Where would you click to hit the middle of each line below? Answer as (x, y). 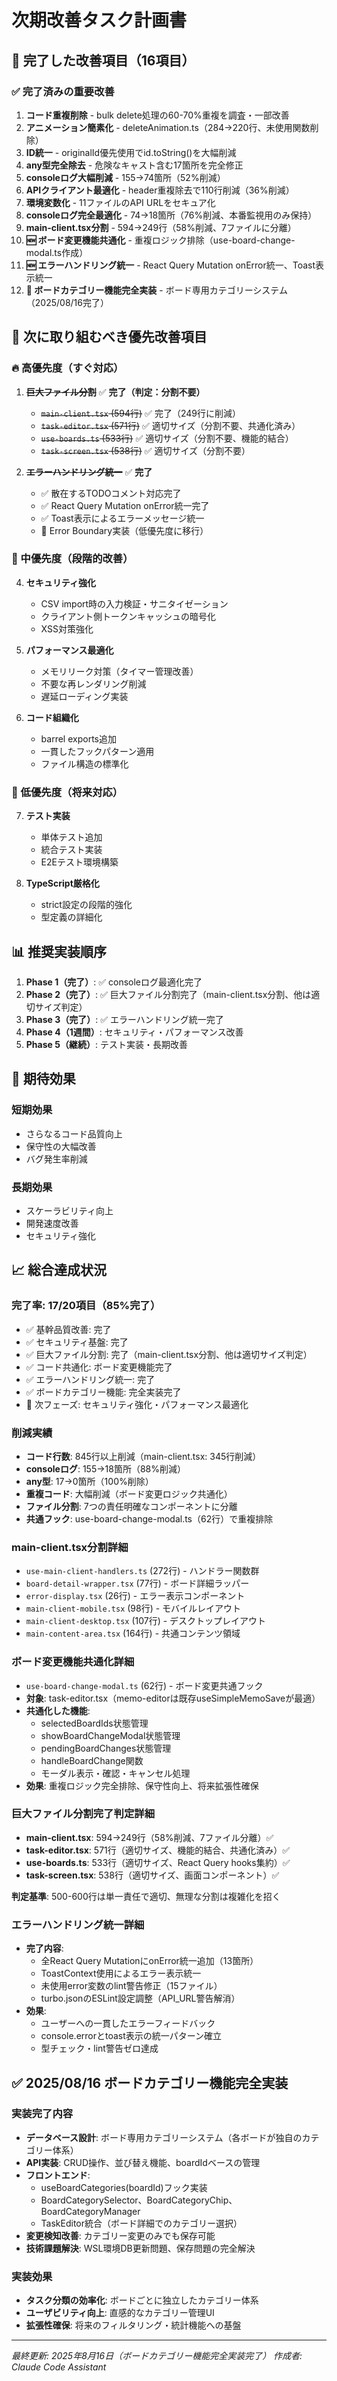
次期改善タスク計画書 (99, 20)
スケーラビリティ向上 (69, 1210)
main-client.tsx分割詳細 (70, 1547)
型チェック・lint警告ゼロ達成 (99, 2048)
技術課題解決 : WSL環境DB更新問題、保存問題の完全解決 (140, 2248)
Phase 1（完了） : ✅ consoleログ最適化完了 (114, 982)
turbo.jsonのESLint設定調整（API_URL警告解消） (140, 1998)
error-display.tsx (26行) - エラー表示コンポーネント (135, 1596)
